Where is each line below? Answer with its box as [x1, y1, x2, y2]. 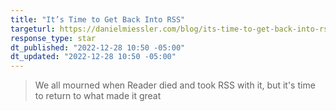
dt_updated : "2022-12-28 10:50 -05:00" [10, 52, 177, 62]
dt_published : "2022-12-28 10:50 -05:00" [10, 42, 186, 53]
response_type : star [10, 33, 97, 43]
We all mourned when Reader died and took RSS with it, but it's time [34, 79, 316, 91]
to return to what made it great [34, 90, 162, 102]
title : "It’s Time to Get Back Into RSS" [10, 14, 186, 25]
